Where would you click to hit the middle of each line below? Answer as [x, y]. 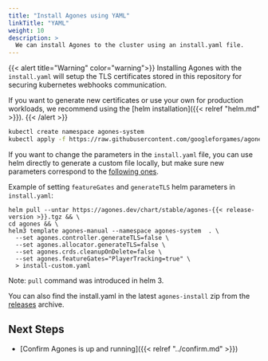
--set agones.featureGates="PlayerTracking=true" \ [103, 259]
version [21, 217]
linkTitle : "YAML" [39, 23]
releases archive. [36, 304]
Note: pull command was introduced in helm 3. [86, 281]
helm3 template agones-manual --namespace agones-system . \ [114, 231]
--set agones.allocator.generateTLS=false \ [91, 245]
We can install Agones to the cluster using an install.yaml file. [130, 45]
